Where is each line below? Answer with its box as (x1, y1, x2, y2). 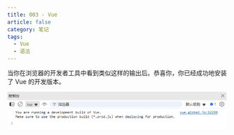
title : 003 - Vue (7, 11, 58, 18)
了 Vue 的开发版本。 (7, 77, 65, 86)
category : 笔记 (7, 26, 49, 33)
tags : (7, 33, 23, 40)
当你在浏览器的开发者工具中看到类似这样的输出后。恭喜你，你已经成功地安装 (7, 69, 227, 77)
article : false (7, 18, 52, 26)
